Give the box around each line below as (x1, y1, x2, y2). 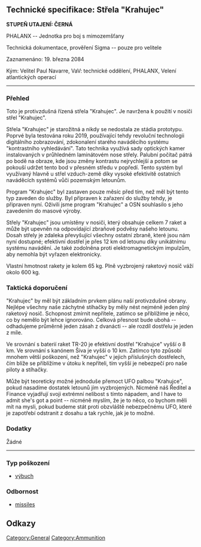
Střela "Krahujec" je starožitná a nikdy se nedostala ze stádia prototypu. (6, 126, 184, 133)
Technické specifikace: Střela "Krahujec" (6, 5, 165, 15)
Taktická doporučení (6, 284, 68, 292)
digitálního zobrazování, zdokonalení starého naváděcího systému (6, 138, 169, 146)
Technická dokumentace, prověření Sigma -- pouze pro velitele (6, 44, 162, 51)
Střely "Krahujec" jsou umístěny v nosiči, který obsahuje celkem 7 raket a (6, 219, 187, 226)
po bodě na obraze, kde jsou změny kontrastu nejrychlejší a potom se (6, 158, 178, 165)
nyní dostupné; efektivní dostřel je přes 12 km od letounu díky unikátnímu (6, 238, 187, 245)
